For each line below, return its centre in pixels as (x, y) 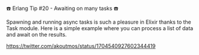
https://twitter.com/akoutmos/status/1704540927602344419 (81, 46)
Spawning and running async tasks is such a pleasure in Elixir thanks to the (99, 22)
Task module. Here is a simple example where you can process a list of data (100, 28)
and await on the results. (36, 35)
